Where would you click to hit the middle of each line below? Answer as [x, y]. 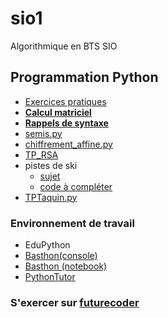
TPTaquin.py [51, 197]
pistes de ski [51, 165]
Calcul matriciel [58, 112]
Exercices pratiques [65, 101]
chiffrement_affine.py [68, 144]
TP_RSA [41, 154]
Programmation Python [84, 77]
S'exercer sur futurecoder [75, 302]
